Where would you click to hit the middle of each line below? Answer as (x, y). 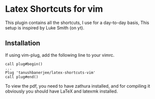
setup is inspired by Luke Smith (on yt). (45, 27)
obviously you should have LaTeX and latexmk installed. (62, 91)
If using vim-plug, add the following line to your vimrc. (60, 55)
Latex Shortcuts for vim (54, 9)
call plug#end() (22, 77)
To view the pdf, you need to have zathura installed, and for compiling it (78, 86)
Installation (23, 43)
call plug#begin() (24, 64)
